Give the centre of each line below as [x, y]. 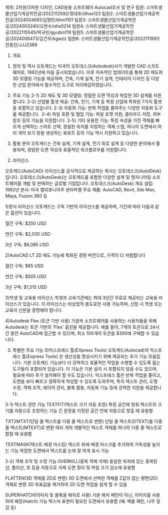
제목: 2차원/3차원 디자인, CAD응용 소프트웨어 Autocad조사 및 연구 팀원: [75, 7]
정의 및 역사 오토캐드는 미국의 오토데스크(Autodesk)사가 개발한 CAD [79, 66]
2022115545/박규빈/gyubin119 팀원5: [47, 32]
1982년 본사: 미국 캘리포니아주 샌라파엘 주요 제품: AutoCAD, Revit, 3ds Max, [80, 190]
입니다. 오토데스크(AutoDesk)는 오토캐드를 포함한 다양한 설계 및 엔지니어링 [78, 177]
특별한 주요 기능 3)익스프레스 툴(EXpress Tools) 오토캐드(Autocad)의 [80, 350]
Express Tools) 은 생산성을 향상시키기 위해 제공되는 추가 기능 [87, 356]
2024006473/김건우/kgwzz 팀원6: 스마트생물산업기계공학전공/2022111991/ [85, 38]
